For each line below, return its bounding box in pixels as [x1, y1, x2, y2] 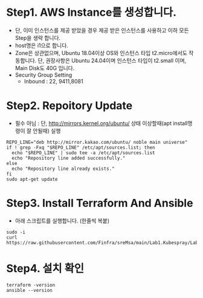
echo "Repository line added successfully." [11, 155, 126, 161]
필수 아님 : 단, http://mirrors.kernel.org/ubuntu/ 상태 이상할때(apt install [14, 119, 188, 127]
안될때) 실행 [33, 127, 61, 134]
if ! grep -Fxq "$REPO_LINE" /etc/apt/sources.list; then [6, 144, 155, 151]
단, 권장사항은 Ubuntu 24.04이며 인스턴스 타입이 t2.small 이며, [37, 57, 187, 64]
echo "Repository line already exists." [11, 166, 115, 172]
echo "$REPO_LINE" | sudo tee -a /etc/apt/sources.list [11, 149, 155, 156]
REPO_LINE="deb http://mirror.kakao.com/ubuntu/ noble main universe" [6, 139, 188, 145]
